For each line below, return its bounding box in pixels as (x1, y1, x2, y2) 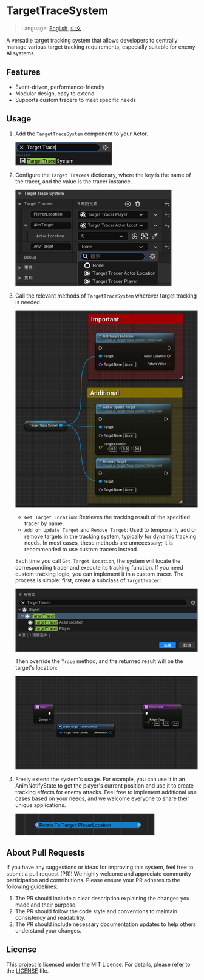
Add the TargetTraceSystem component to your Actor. (15, 130, 149, 137)
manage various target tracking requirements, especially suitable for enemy (6, 43, 195, 50)
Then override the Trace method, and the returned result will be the (15, 657, 183, 665)
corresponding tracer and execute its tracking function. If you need (15, 564, 183, 571)
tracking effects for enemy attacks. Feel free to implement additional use (15, 789, 197, 796)
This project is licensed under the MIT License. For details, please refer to (6, 961, 191, 968)
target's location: (15, 664, 58, 671)
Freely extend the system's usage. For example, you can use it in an (15, 775, 185, 783)
